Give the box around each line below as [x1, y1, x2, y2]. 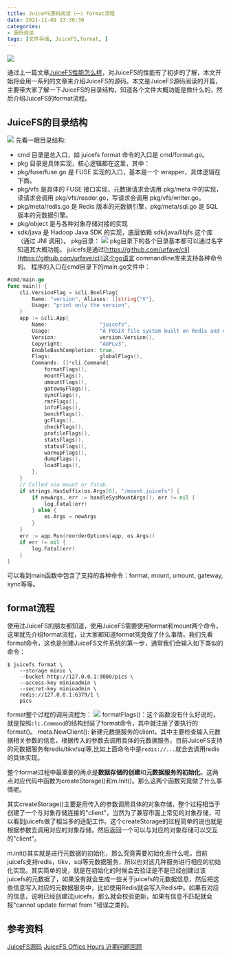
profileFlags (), [43, 430, 91, 437]
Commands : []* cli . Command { [32, 360, 109, 367]
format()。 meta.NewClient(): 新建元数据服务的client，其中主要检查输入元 [7, 728, 215, 736]
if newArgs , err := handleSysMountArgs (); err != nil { [32, 494, 195, 501]
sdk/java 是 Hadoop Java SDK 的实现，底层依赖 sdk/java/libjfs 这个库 [16, 228, 213, 236]
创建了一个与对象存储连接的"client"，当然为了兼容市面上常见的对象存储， [7, 809, 215, 817]
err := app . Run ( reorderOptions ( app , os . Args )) [19, 532, 155, 539]
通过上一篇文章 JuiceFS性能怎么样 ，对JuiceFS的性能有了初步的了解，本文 [7, 68, 216, 76]
